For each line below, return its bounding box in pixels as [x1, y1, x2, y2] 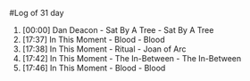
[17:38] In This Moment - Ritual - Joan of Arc [21, 44, 187, 54]
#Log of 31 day [9, 8, 64, 18]
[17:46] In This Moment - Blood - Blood [21, 62, 166, 73]
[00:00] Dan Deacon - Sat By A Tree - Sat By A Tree [21, 25, 214, 35]
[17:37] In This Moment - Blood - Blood [21, 35, 165, 45]
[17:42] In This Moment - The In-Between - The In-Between [21, 53, 242, 63]
